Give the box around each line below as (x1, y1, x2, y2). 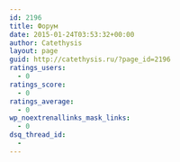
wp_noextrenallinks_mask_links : (9, 113, 130, 122)
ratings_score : (9, 80, 67, 89)
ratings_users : (9, 64, 67, 73)
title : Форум (9, 22, 58, 31)
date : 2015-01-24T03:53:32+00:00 (9, 30, 135, 39)
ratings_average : (9, 96, 75, 106)
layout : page (9, 47, 58, 56)
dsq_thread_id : (9, 130, 67, 139)
